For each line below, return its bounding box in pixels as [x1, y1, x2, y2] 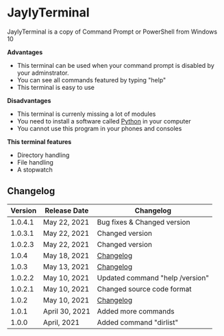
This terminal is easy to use [16, 83, 95, 91]
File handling [16, 158, 53, 166]
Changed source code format [97, 284, 192, 293]
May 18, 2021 [43, 250, 90, 260]
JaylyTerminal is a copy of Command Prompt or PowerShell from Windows [7, 27, 218, 36]
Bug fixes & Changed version [97, 217, 190, 227]
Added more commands [97, 307, 175, 316]
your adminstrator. [16, 69, 69, 77]
